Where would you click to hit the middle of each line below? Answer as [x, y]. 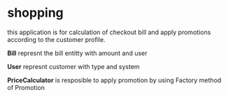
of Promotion [26, 87]
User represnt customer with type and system [73, 66]
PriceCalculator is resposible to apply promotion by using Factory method [114, 80]
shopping [36, 13]
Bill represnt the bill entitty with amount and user [78, 53]
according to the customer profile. [57, 39]
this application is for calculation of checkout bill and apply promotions [109, 32]
